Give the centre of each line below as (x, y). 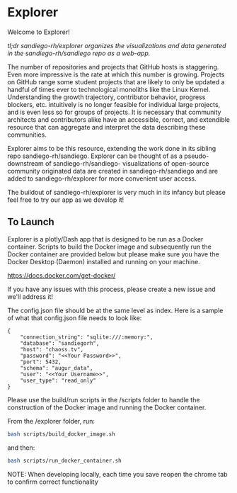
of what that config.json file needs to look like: (75, 318)
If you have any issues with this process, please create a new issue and (111, 289)
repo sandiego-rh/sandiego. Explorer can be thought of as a (95, 156)
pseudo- (196, 156)
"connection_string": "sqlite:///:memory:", (87, 337)
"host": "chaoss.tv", (52, 349)
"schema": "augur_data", (57, 368)
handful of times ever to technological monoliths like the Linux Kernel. (109, 89)
